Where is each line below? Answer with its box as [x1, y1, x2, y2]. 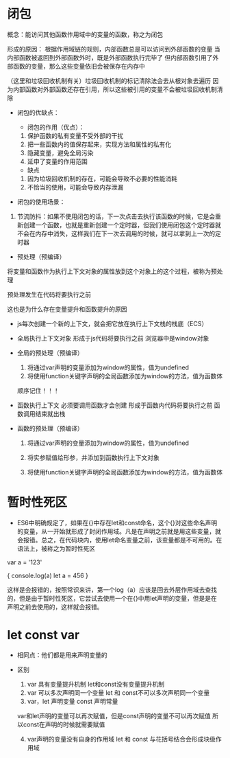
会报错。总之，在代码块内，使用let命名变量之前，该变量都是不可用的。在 [16, 536, 222, 544]
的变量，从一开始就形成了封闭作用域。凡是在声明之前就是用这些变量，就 [16, 527, 221, 536]
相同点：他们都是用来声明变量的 [16, 650, 107, 659]
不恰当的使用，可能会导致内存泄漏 [27, 183, 124, 191]
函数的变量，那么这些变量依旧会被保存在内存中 [12, 62, 145, 70]
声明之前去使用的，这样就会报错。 [7, 602, 103, 611]
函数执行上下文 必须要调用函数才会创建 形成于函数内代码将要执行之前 [16, 401, 213, 409]
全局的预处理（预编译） [16, 348, 84, 357]
